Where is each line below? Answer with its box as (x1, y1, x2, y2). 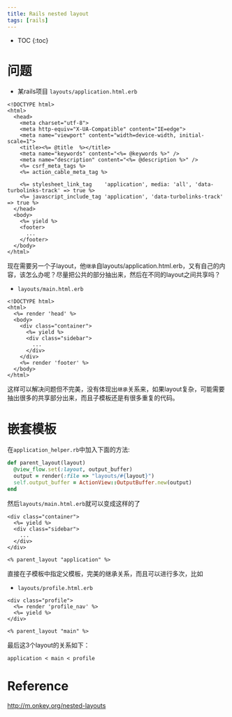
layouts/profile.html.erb (17, 584, 93, 591)
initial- (179, 132, 205, 139)
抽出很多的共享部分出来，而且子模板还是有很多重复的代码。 (7, 394, 179, 402)
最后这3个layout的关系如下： (7, 641, 90, 649)
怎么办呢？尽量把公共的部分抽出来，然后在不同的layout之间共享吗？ (25, 271, 221, 279)
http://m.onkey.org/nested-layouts (7, 701, 106, 709)
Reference (7, 678, 68, 694)
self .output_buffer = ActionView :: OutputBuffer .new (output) (13, 479, 192, 486)
